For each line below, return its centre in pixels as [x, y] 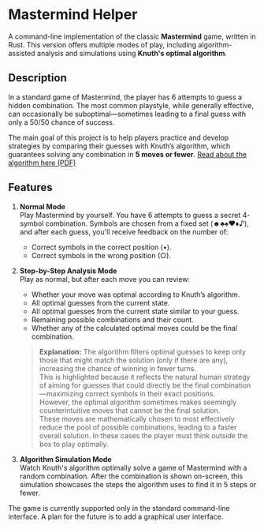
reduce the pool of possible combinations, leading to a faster [138, 427]
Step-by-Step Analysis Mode [68, 271]
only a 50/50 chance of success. [61, 122]
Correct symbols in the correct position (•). [101, 247]
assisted [22, 53]
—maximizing [61, 393]
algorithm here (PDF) [42, 163]
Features [30, 188]
